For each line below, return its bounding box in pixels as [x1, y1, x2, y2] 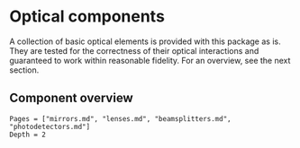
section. [9, 65, 40, 75]
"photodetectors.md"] [9, 122, 91, 131]
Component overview [9, 91, 133, 106]
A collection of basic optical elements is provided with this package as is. [9, 36, 281, 47]
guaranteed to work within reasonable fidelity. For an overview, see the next [9, 55, 291, 65]
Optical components [9, 6, 165, 27]
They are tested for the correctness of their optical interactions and [9, 45, 259, 56]
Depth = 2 [9, 130, 47, 139]
